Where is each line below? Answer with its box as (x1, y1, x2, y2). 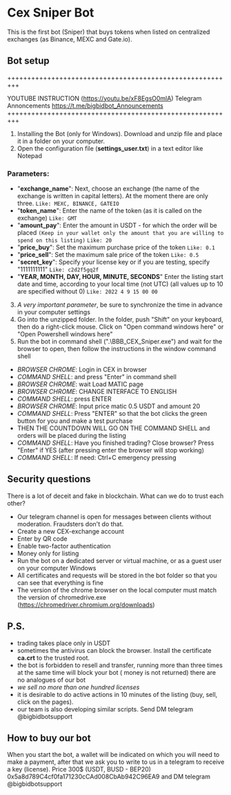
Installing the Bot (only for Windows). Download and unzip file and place (17, 129, 223, 137)
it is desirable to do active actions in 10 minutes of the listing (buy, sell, (17, 690, 218, 698)
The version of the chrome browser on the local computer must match (17, 586, 217, 594)
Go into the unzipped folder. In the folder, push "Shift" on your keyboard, (17, 316, 223, 324)
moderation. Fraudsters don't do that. (17, 519, 124, 528)
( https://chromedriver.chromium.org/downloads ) (17, 600, 155, 609)
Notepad (17, 151, 43, 160)
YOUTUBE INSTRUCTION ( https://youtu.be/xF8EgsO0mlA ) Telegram (7, 94, 202, 102)
